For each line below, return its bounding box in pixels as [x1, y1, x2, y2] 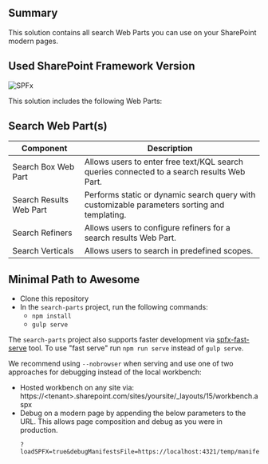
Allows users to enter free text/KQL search [84, 156, 243, 167]
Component [21, 143, 68, 154]
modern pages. [8, 36, 58, 46]
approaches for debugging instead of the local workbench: [8, 367, 202, 377]
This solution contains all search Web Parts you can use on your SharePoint [8, 27, 257, 37]
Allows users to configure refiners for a [84, 222, 231, 234]
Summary [8, 6, 58, 20]
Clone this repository [19, 294, 89, 303]
